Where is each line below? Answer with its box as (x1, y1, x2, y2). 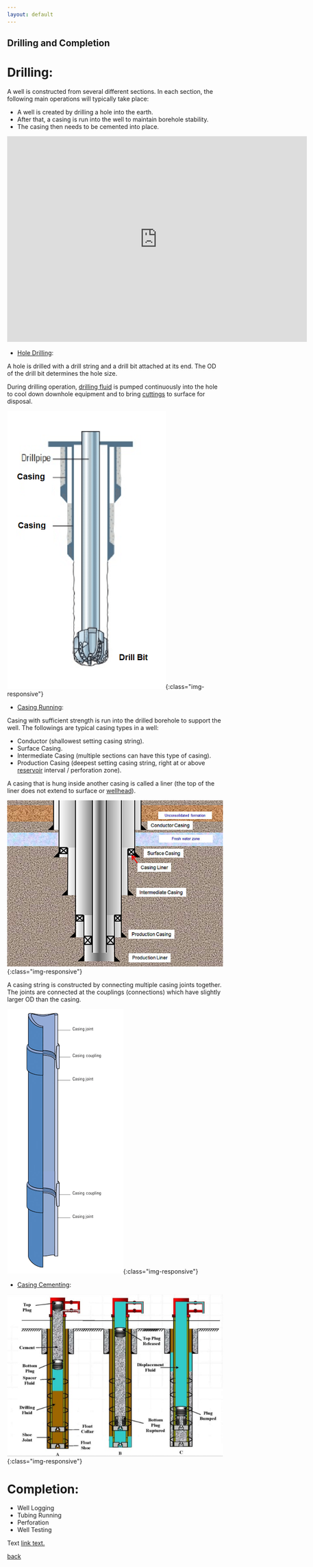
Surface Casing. (16, 744, 63, 752)
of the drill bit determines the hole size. (7, 369, 118, 377)
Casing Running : (16, 703, 64, 711)
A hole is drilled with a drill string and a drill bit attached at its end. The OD (7, 362, 217, 370)
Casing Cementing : (16, 1280, 72, 1289)
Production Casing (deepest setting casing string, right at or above (16, 758, 205, 767)
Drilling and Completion (7, 38, 110, 49)
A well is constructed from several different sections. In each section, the (7, 87, 214, 95)
